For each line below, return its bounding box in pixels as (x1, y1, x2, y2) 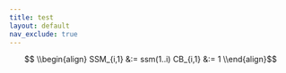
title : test (9, 12, 54, 22)
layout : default (9, 21, 70, 30)
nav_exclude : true (9, 29, 78, 38)
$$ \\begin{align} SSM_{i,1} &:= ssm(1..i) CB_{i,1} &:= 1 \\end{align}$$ (23, 54, 278, 65)
